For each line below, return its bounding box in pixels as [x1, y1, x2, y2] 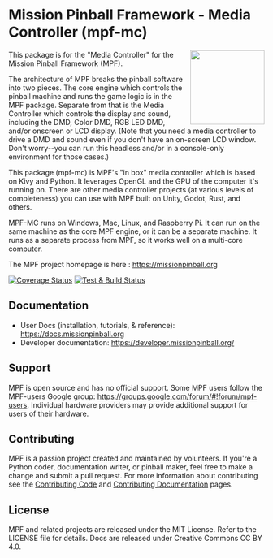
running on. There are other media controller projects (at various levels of [8, 184, 254, 194]
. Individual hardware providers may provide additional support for [27, 400, 249, 409]
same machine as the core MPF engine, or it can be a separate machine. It [8, 226, 258, 236]
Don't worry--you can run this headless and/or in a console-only [8, 143, 225, 153]
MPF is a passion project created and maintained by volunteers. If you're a [8, 453, 258, 464]
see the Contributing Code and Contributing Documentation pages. [8, 479, 233, 489]
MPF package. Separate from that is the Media [8, 100, 165, 110]
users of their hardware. [8, 409, 89, 418]
